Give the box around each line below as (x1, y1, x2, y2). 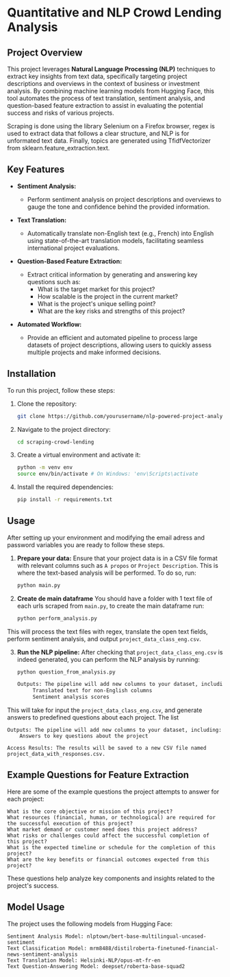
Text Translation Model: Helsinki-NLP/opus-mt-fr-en (7, 956, 161, 964)
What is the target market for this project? (37, 285, 155, 293)
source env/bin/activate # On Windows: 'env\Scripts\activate (16, 470, 199, 478)
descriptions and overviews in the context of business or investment (7, 80, 200, 87)
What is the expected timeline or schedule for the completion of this (7, 844, 216, 851)
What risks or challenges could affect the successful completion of (7, 832, 210, 839)
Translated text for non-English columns (32, 687, 153, 694)
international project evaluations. (27, 244, 120, 252)
